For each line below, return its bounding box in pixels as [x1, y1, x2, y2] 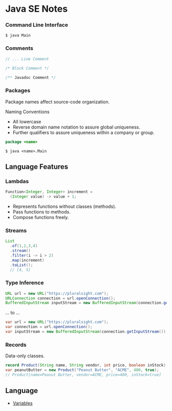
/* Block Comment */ [5, 66, 50, 71]
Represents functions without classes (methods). [12, 203, 117, 210]
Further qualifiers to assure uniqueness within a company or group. [12, 129, 155, 136]
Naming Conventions [5, 109, 50, 115]
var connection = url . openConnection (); [5, 325, 93, 330]
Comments [5, 45, 33, 52]
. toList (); [10, 262, 33, 268]
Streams [5, 227, 27, 234]
